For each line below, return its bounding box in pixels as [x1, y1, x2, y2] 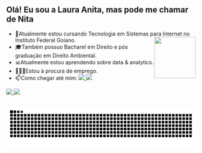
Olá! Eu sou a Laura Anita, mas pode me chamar [6, 5, 189, 15]
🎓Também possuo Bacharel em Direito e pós [14, 43, 128, 50]
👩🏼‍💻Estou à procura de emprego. [14, 67, 98, 74]
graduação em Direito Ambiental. [14, 52, 97, 59]
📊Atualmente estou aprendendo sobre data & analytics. [14, 58, 154, 65]
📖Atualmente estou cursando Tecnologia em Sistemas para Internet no [14, 30, 191, 37]
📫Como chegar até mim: [14, 74, 78, 82]
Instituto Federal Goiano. [14, 36, 76, 44]
